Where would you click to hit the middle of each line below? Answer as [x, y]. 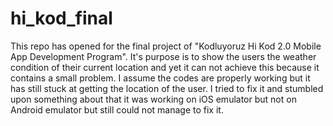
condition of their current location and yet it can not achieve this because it [165, 67]
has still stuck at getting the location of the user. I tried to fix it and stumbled [167, 88]
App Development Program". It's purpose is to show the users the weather [163, 56]
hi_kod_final [61, 18]
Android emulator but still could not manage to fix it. [117, 109]
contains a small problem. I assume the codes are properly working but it [160, 78]
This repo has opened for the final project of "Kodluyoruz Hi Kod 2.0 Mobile [166, 46]
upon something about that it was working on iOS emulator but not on [153, 99]
